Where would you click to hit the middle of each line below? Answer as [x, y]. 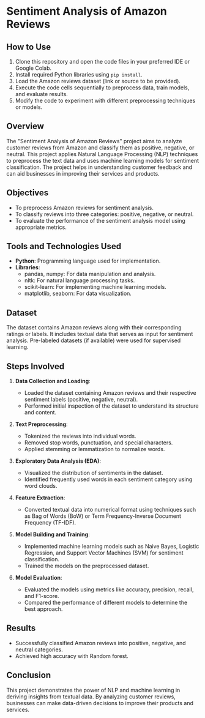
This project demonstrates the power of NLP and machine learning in [93, 690]
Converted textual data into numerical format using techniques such [110, 510]
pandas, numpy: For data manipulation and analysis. [90, 274]
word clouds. [41, 486]
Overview [25, 126]
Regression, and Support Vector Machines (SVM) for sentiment [104, 553]
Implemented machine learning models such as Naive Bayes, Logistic [112, 547]
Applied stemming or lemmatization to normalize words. [95, 449]
